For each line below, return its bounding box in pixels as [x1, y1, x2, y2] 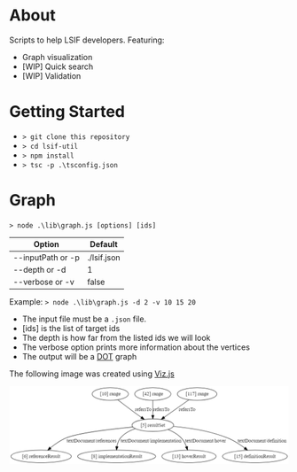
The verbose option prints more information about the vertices [21, 342, 251, 352]
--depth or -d [12, 264, 66, 275]
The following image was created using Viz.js [9, 368, 175, 379]
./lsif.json [87, 251, 121, 262]
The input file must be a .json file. [21, 313, 147, 324]
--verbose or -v [12, 276, 75, 288]
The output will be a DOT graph [21, 351, 137, 361]
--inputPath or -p [12, 251, 80, 262]
